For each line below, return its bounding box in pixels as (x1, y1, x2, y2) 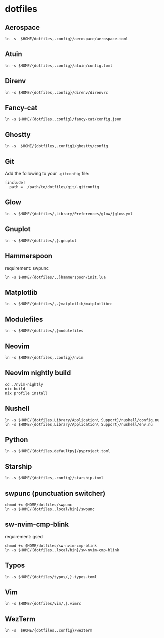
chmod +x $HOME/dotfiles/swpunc (5, 502, 72, 507)
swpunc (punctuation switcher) (5, 489, 106, 498)
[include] (5, 180, 26, 185)
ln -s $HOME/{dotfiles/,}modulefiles (5, 328, 84, 333)
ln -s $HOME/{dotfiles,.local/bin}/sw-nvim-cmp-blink (5, 547, 120, 553)
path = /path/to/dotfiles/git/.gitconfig (9, 185, 99, 190)
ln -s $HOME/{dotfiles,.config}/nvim (5, 355, 84, 360)
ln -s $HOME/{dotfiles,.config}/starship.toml (5, 476, 104, 481)
